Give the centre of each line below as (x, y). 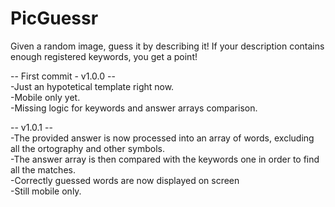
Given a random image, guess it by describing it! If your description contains (167, 46)
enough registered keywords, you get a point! (104, 56)
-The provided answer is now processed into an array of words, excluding (162, 138)
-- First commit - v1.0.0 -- (63, 76)
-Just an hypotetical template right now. (92, 86)
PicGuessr (54, 18)
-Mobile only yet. (45, 97)
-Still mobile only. (46, 191)
